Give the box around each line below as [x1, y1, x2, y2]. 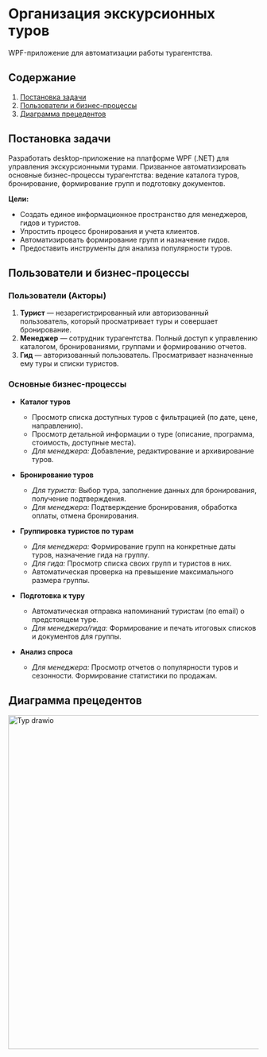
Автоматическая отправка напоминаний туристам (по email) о [31, 606, 245, 616]
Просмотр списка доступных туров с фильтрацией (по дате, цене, [31, 412, 258, 422]
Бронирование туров [19, 470, 94, 480]
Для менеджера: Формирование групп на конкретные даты [31, 542, 236, 551]
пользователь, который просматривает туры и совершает [19, 317, 219, 326]
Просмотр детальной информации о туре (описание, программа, [31, 429, 255, 438]
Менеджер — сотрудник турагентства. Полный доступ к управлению [19, 333, 258, 343]
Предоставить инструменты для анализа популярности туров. [19, 243, 233, 253]
